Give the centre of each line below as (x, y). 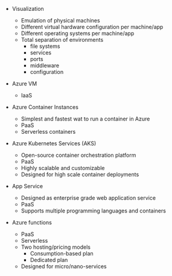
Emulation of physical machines (61, 20)
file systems (45, 46)
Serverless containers (48, 132)
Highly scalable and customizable (63, 168)
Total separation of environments (62, 40)
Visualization (28, 9)
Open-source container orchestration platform (78, 155)
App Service (27, 186)
